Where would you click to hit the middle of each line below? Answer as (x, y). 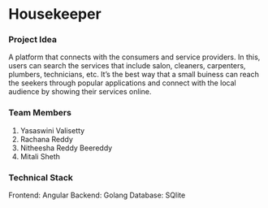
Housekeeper (55, 14)
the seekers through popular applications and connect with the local (123, 83)
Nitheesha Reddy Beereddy (66, 148)
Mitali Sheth (40, 156)
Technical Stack (41, 177)
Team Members (40, 113)
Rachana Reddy (46, 139)
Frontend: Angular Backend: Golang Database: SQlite (97, 195)
